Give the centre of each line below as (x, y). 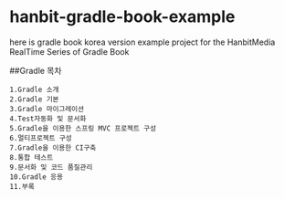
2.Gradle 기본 (34, 99)
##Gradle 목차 (36, 70)
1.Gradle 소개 (34, 89)
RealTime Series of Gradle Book (69, 51)
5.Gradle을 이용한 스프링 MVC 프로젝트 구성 (83, 128)
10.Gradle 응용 (37, 177)
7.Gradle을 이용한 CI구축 (53, 148)
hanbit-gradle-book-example (122, 17)
